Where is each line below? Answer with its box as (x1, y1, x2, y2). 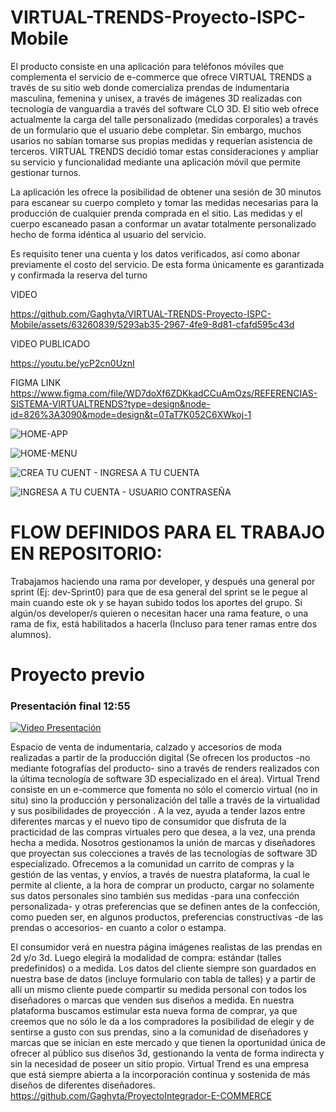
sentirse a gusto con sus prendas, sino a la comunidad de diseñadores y (10, 1026, 309, 1038)
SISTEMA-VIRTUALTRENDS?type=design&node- (10, 397, 211, 410)
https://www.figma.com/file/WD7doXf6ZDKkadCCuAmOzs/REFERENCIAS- (10, 387, 318, 399)
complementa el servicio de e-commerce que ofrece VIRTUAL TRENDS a (10, 71, 312, 83)
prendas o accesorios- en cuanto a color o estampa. (10, 922, 227, 934)
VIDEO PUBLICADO (10, 337, 91, 350)
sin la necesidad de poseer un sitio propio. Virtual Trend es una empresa (10, 1058, 310, 1070)
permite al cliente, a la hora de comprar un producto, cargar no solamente (10, 879, 315, 891)
